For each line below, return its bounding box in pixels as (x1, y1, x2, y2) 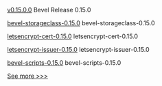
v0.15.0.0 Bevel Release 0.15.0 (7, 6, 91, 14)
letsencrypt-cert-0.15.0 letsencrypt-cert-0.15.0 (7, 32, 139, 40)
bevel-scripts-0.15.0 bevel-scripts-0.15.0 (7, 59, 121, 67)
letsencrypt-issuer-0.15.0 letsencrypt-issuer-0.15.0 (7, 46, 150, 53)
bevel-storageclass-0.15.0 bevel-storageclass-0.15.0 (7, 19, 156, 27)
